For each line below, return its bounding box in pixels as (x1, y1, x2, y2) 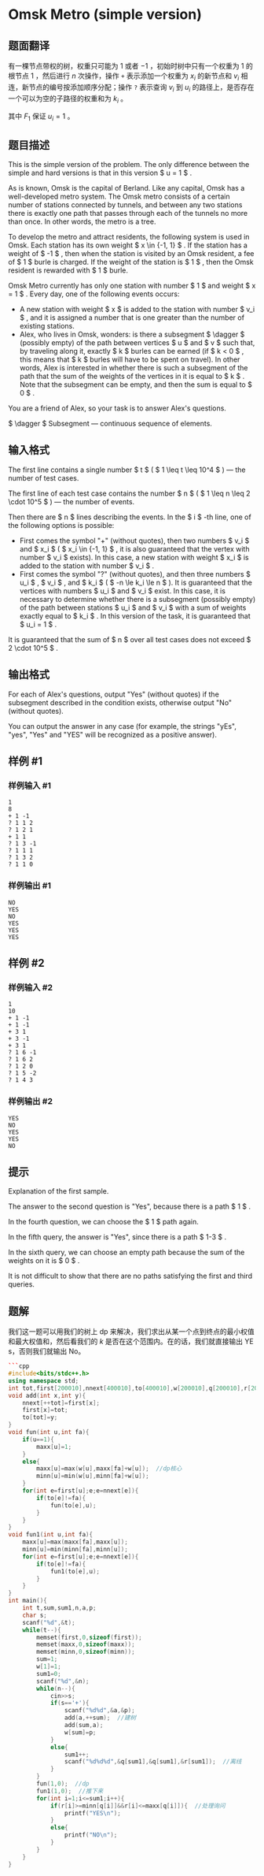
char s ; (22, 1611, 47, 1619)
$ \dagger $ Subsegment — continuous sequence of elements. (8, 419, 212, 428)
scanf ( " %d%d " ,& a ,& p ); (64, 1707, 135, 1714)
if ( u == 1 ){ (22, 1436, 55, 1443)
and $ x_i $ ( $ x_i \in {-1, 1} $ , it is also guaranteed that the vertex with (19, 544, 250, 553)
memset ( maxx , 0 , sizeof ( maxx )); (36, 1640, 135, 1648)
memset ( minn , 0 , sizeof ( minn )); (36, 1648, 135, 1656)
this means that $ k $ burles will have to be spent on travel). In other (19, 355, 240, 364)
